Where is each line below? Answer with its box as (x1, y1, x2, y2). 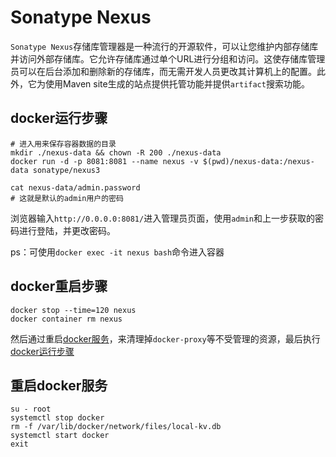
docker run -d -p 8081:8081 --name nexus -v (10, 156, 199, 166)
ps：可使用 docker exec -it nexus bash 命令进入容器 (10, 246, 225, 258)
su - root (10, 404, 52, 415)
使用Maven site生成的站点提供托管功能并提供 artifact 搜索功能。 (44, 77, 310, 90)
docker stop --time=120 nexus (10, 305, 137, 315)
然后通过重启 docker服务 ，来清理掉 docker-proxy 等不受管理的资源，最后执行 (10, 332, 321, 345)
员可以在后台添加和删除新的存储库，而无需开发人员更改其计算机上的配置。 (10, 65, 317, 77)
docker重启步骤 (10, 278, 108, 295)
